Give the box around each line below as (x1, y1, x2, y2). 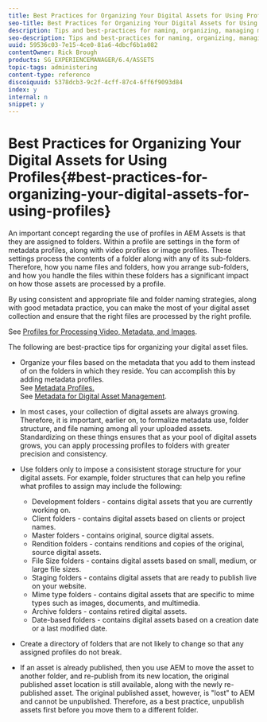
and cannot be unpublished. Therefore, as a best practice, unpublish (19, 697, 245, 706)
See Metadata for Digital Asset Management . (19, 391, 167, 402)
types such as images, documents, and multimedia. (31, 598, 200, 608)
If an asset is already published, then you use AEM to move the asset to (19, 663, 254, 673)
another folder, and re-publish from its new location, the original (19, 671, 229, 681)
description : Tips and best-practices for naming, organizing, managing (8, 26, 254, 34)
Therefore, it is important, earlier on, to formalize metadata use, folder (19, 415, 249, 425)
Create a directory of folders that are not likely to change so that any (19, 639, 244, 649)
